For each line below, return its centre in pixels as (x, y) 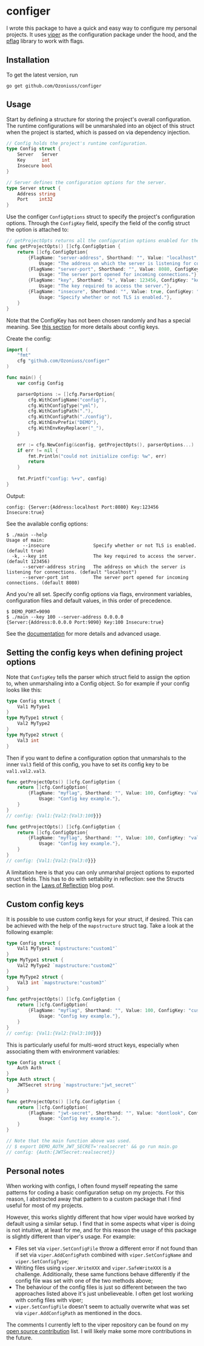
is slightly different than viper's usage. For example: (71, 1237)
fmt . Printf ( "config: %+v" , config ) (62, 479)
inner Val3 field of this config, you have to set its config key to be (87, 764)
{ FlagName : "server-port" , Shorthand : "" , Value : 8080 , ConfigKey (114, 269)
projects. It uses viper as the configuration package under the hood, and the (102, 34)
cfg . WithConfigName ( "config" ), (68, 400)
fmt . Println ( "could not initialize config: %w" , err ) (97, 456)
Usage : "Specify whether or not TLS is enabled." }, (105, 297)
